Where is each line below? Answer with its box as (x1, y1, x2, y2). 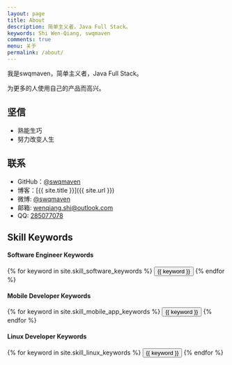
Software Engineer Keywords (7, 251, 94, 259)
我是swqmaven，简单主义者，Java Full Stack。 (7, 69, 143, 77)
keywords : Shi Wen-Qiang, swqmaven (7, 29, 111, 37)
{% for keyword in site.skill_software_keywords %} (7, 267, 153, 276)
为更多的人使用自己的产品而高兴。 (7, 84, 105, 92)
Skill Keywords (7, 231, 73, 243)
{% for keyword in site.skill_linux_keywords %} (7, 348, 141, 357)
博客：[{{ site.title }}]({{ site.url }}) (17, 186, 115, 194)
